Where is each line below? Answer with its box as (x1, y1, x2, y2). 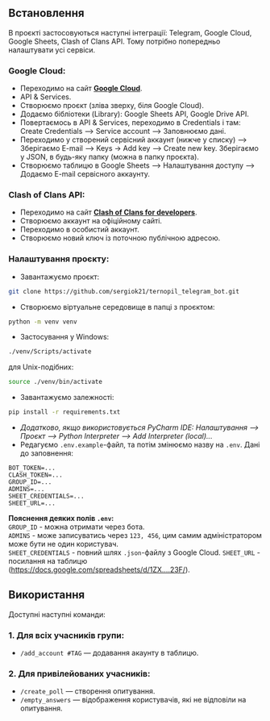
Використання (8, 588, 85, 602)
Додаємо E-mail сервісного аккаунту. (19, 169, 151, 179)
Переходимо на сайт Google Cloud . (19, 84, 143, 94)
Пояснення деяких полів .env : (8, 514, 114, 523)
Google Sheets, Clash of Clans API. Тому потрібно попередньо (8, 36, 221, 46)
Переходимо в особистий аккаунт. (19, 225, 139, 235)
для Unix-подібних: (8, 362, 74, 372)
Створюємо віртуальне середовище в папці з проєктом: (19, 302, 215, 311)
